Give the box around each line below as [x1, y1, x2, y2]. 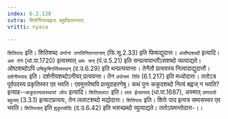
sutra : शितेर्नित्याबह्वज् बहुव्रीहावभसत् [7, 17, 84, 24]
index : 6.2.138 [7, 10, 52, 17]
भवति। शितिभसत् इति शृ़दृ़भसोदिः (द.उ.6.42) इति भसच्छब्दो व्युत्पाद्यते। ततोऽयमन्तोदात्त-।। [7, 104, 204, 112]
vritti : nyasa [7, 23, 49, 30]
